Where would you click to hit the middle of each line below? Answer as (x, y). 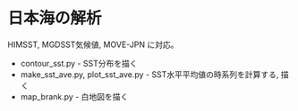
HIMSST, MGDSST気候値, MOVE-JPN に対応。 (93, 44)
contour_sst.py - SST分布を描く (79, 63)
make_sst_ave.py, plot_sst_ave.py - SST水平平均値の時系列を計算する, (149, 74)
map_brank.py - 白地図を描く (74, 96)
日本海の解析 (55, 18)
